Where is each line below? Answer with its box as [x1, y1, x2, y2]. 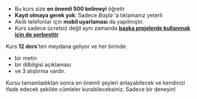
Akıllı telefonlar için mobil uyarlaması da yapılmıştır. [14, 18, 144, 25]
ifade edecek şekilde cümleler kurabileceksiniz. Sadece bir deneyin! [5, 86, 176, 93]
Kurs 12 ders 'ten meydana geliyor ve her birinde [5, 43, 126, 50]
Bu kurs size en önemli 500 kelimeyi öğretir [14, 5, 125, 12]
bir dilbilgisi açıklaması [14, 61, 71, 68]
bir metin [14, 55, 37, 61]
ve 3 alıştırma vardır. [14, 67, 66, 75]
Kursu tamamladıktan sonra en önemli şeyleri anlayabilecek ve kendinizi [5, 79, 185, 86]
